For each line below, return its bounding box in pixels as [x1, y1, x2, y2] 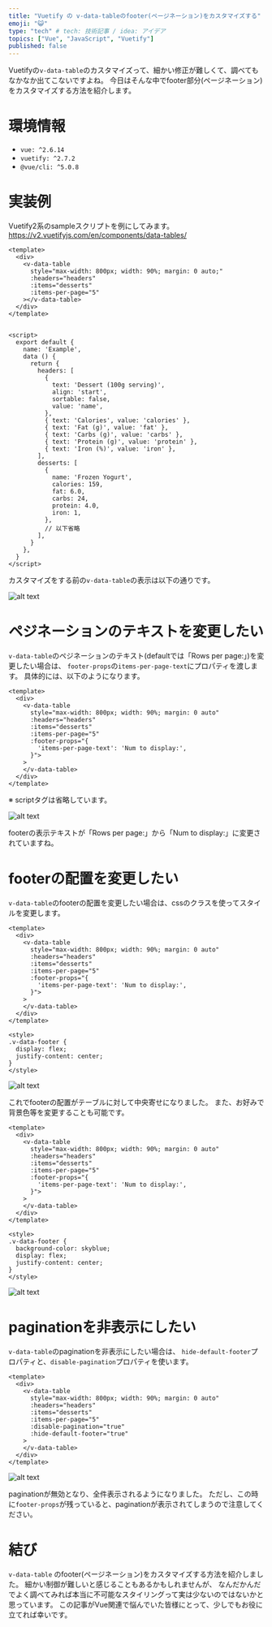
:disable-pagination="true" [29, 1422, 126, 1431]
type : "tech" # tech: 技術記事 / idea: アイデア [8, 27, 166, 35]
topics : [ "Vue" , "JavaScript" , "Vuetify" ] [8, 34, 154, 43]
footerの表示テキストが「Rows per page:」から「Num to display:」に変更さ [8, 827, 261, 837]
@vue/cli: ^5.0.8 [19, 163, 80, 171]
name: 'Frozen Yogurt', [51, 473, 132, 481]
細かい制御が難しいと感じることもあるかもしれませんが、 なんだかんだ [24, 1579, 261, 1589]
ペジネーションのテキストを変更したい [8, 623, 264, 641]
